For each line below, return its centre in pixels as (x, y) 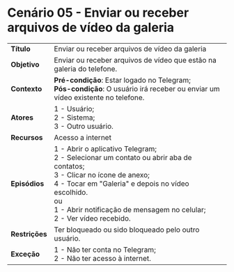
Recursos (27, 137)
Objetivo (25, 64)
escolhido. (71, 192)
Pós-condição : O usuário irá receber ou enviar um (137, 88)
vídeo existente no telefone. (99, 97)
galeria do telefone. (86, 69)
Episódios (28, 184)
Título (21, 49)
